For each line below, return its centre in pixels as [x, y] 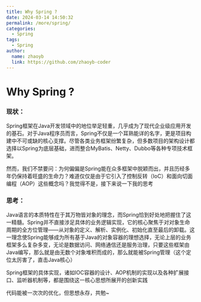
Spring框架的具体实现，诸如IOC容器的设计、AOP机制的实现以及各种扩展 [95, 273]
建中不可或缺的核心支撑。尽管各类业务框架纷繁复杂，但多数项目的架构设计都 [100, 140]
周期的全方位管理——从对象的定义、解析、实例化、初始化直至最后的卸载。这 [100, 230]
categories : [21, 29]
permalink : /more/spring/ [38, 23]
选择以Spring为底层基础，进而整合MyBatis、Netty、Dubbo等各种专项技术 [97, 148]
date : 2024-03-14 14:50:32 [40, 17]
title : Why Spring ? [32, 12]
